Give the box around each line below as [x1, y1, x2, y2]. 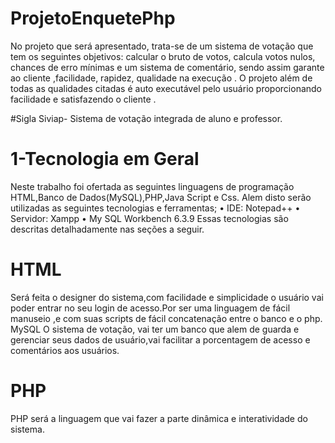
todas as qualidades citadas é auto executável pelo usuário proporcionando [10, 82, 323, 94]
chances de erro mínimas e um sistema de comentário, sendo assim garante [10, 61, 325, 73]
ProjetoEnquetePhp [10, 7, 176, 30]
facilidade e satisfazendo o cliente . [10, 93, 157, 105]
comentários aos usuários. [10, 344, 120, 356]
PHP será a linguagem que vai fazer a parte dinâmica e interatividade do [10, 412, 308, 424]
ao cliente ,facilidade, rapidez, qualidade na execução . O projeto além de [10, 72, 313, 84]
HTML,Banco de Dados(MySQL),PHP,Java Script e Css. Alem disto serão [10, 191, 312, 203]
